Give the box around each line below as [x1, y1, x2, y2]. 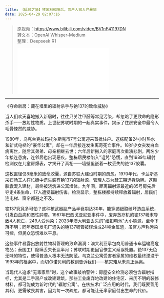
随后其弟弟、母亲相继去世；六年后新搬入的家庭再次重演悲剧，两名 [21, 148, 155, 154]
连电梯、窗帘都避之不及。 [5, 195, 57, 201]
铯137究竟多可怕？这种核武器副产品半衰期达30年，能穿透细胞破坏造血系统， [5, 206, 159, 212]
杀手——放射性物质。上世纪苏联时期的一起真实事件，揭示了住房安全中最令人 [5, 119, 159, 125]
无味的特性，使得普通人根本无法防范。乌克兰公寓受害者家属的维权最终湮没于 [5, 253, 159, 258]
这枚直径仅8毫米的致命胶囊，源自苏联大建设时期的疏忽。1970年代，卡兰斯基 [5, 170, 159, 176]
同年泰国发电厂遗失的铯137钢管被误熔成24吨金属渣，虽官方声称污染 [21, 224, 159, 230]
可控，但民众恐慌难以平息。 [5, 230, 61, 236]
